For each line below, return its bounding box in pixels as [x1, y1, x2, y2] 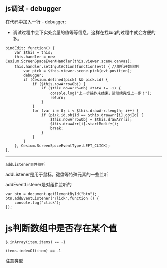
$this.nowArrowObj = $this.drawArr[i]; [50, 117, 133, 122]
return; [50, 95, 66, 100]
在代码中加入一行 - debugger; [5, 19, 66, 25]
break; [50, 126, 64, 131]
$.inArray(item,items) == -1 [5, 239, 66, 245]
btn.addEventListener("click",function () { [5, 196, 99, 201]
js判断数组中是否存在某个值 [5, 223, 117, 234]
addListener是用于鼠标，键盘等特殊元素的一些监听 [5, 171, 109, 177]
